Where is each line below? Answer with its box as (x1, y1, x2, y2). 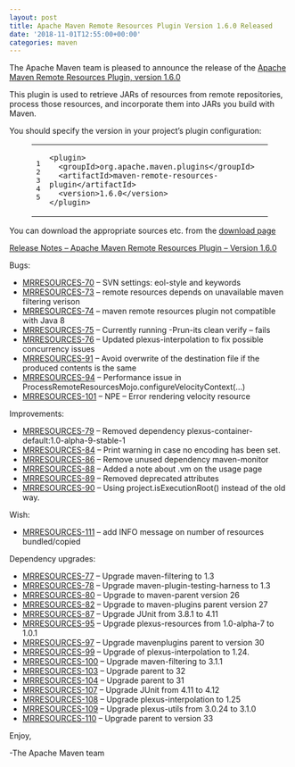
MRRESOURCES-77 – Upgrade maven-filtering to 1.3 (21, 571, 215, 581)
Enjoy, (9, 730, 32, 741)
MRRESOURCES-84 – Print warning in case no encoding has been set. (21, 445, 281, 455)
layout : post (9, 13, 58, 22)
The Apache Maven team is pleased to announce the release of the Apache (9, 63, 287, 73)
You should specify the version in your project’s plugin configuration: (9, 126, 262, 137)
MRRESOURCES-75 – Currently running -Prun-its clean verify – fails (21, 325, 271, 336)
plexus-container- (186, 426, 253, 437)
